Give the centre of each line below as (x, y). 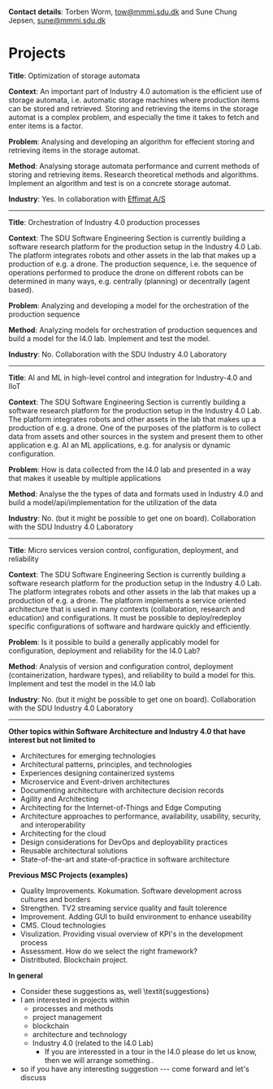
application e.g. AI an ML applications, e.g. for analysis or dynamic (120, 445)
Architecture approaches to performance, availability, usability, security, (141, 816)
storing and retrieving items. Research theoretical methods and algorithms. (134, 175)
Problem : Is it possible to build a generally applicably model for (114, 642)
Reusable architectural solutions (74, 850)
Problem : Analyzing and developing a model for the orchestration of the (129, 305)
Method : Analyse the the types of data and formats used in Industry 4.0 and (136, 494)
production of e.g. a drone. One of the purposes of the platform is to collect (135, 428)
